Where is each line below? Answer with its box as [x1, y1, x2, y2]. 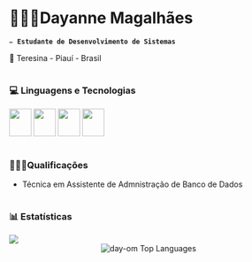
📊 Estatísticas [9, 211, 73, 223]
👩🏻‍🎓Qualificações [9, 158, 88, 171]
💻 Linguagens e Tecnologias [9, 84, 136, 96]
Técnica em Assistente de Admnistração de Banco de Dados [21, 179, 243, 189]
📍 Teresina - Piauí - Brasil [9, 52, 102, 63]
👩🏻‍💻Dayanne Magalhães [9, 8, 194, 28]
